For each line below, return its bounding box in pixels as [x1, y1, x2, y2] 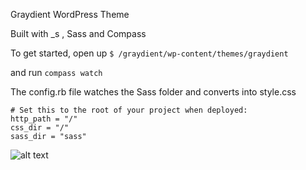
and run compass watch [10, 67, 103, 78]
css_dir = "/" [10, 123, 70, 133]
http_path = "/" [10, 114, 78, 124]
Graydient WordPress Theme [10, 9, 130, 20]
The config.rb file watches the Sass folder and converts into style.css [10, 86, 297, 98]
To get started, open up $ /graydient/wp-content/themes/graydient [10, 47, 289, 59]
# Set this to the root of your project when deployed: [10, 105, 248, 115]
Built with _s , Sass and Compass [10, 28, 147, 39]
